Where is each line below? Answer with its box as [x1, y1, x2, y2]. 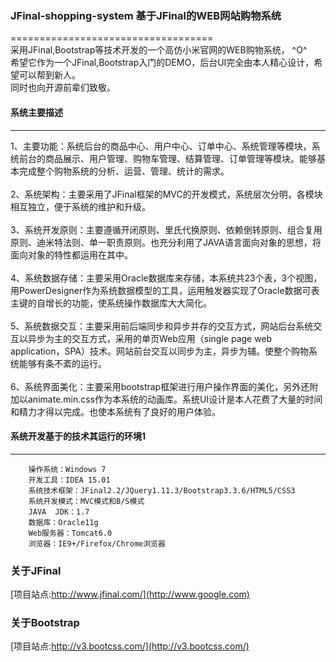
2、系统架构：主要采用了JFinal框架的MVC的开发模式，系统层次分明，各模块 [10, 188, 323, 200]
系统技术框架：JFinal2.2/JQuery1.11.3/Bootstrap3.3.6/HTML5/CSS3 [28, 485, 296, 496]
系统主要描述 [10, 106, 63, 118]
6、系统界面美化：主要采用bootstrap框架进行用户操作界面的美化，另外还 [10, 380, 310, 392]
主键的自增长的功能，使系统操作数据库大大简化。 [10, 297, 212, 309]
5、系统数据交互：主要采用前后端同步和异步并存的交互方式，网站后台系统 [10, 320, 314, 332]
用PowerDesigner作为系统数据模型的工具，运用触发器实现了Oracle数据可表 [10, 284, 320, 296]
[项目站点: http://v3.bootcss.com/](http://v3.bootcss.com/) [10, 640, 250, 652]
